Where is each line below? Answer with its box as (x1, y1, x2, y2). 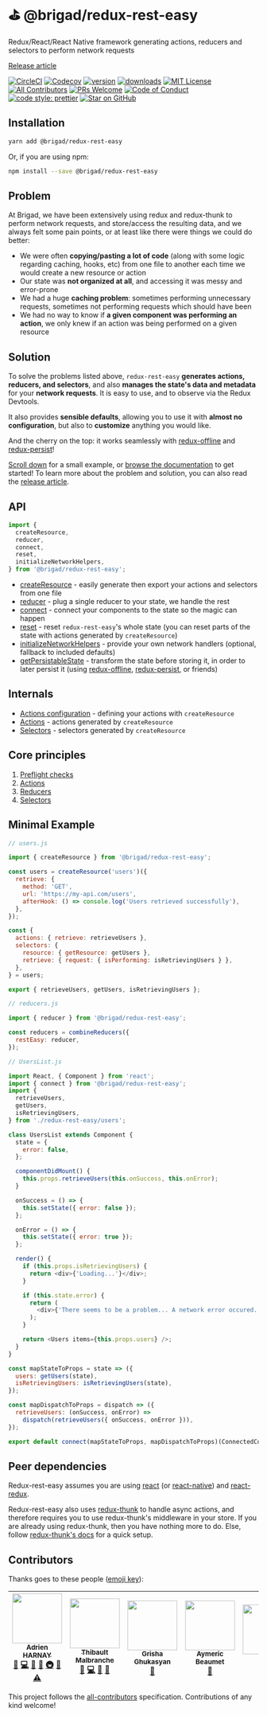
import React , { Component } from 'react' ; (8, 1072, 155, 1080)
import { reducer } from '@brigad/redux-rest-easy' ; (8, 1014, 187, 1022)
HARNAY (22, 1651, 52, 1660)
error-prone (19, 285, 59, 294)
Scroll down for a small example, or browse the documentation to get (8, 460, 234, 470)
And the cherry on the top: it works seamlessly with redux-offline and (8, 436, 236, 446)
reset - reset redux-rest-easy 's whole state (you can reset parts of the (19, 622, 250, 632)
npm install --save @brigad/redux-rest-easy (8, 167, 158, 175)
